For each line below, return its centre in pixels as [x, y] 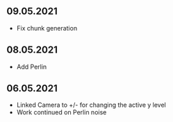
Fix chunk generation [47, 28]
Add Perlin [32, 67]
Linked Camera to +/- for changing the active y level [91, 105]
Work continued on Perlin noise [61, 112]
